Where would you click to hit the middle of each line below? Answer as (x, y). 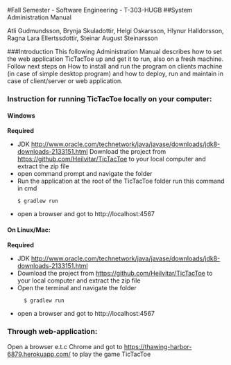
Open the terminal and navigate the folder (77, 288)
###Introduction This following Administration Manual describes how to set (115, 52)
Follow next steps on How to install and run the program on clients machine (115, 66)
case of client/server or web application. (65, 81)
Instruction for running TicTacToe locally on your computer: (110, 98)
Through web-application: (52, 332)
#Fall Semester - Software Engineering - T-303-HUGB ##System (100, 10)
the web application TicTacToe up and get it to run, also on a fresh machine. (115, 59)
